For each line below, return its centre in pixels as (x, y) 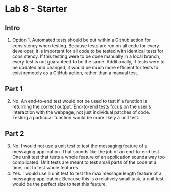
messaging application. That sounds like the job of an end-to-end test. (86, 151)
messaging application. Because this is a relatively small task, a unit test (88, 178)
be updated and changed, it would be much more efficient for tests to (85, 67)
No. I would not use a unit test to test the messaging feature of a (80, 146)
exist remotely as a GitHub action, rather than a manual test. (75, 73)
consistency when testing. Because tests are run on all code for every (86, 46)
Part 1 (14, 89)
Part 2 (15, 134)
